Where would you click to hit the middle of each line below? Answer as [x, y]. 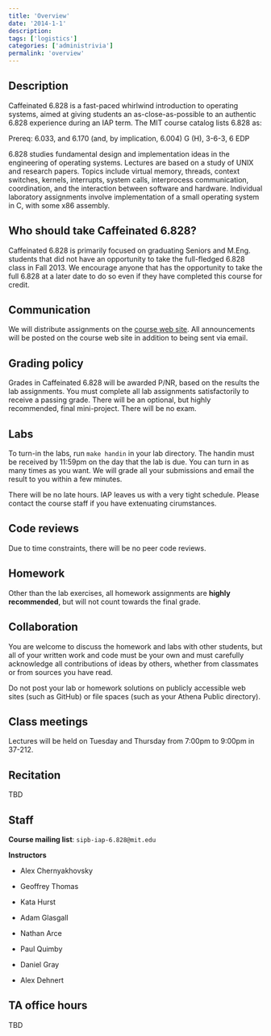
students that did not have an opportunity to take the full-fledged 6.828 [127, 258]
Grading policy [46, 363]
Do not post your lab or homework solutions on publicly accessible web [127, 688]
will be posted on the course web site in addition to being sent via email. [128, 338]
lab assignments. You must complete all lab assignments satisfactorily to [129, 392]
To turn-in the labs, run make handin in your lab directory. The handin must [131, 454]
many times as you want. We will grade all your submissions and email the [131, 471]
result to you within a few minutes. [65, 479]
